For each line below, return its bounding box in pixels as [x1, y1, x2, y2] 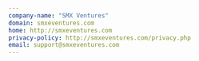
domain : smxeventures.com [8, 19, 94, 27]
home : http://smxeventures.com [8, 26, 113, 34]
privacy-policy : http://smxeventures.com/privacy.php [8, 33, 192, 42]
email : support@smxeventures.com [8, 41, 120, 49]
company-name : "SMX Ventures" [8, 11, 109, 20]
